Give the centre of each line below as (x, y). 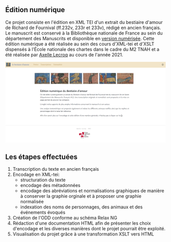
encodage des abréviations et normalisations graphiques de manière (92, 191)
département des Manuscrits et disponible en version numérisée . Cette (80, 38)
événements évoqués (43, 212)
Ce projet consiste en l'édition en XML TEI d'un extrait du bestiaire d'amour (84, 22)
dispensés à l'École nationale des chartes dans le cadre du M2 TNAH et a (82, 49)
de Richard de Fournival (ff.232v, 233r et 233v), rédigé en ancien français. (83, 28)
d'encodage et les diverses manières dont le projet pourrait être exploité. (89, 229)
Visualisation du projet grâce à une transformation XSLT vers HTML (83, 234)
